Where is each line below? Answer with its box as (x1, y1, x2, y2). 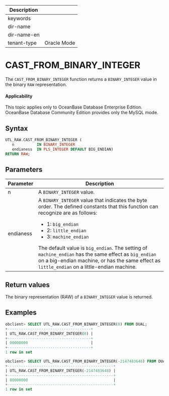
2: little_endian (47, 227, 87, 234)
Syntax (5, 124, 28, 133)
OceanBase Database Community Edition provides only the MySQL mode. (5, 110, 158, 116)
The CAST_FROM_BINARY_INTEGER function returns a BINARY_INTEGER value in (5, 76, 157, 82)
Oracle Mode (44, 40, 75, 46)
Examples (5, 309, 37, 317)
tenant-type (8, 40, 37, 46)
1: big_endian (47, 221, 79, 228)
